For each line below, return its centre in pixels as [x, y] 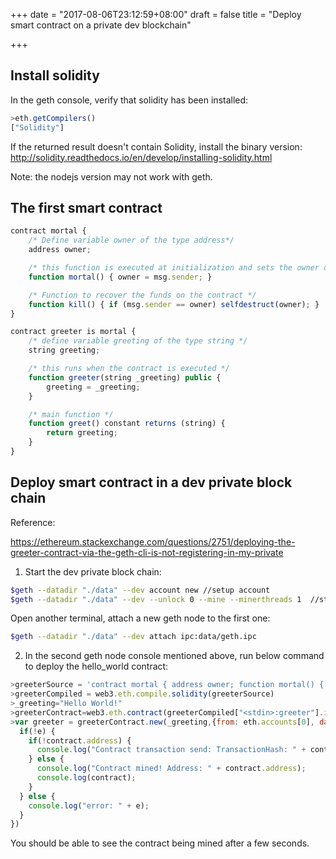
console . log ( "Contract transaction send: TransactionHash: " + [171, 750]
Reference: [33, 522]
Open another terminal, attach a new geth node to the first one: [140, 618]
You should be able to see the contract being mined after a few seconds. [160, 843]
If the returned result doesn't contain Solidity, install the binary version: [156, 146]
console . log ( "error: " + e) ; [89, 805]
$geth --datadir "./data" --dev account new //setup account [140, 590]
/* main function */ [71, 414]
